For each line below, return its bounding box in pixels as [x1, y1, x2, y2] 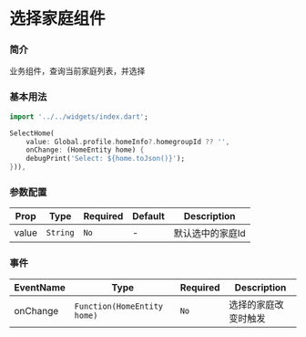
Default [131, 210, 166, 223]
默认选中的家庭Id [173, 227, 246, 240]
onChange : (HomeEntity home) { [25, 145, 145, 155]
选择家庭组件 [9, 8, 107, 29]
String [46, 227, 75, 238]
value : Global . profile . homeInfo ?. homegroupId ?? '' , [25, 137, 230, 146]
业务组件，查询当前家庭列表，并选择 [9, 66, 146, 77]
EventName [14, 280, 66, 293]
